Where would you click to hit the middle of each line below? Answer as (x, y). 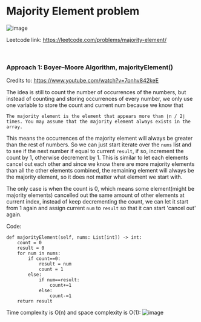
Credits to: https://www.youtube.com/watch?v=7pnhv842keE (83, 81)
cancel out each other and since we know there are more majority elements (100, 164)
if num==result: (59, 280)
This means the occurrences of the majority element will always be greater (100, 139)
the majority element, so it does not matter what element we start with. (94, 177)
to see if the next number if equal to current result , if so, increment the (95, 151)
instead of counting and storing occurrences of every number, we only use (100, 99)
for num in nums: (39, 253)
